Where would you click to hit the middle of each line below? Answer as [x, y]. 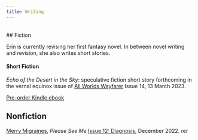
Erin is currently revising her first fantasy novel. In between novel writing [95, 46]
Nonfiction [26, 116]
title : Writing [25, 12]
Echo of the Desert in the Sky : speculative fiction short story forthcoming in [99, 80]
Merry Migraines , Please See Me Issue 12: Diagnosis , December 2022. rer [97, 130]
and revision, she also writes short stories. [58, 53]
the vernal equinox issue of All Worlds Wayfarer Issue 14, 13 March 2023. [96, 86]
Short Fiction [23, 67]
